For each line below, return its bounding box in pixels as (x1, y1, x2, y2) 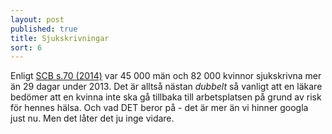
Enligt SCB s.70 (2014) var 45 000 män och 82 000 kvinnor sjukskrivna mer (10, 70, 322, 82)
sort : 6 (10, 42, 43, 53)
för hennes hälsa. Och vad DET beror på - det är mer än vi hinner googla (10, 102, 309, 114)
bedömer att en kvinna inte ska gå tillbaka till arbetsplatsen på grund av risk (10, 91, 322, 103)
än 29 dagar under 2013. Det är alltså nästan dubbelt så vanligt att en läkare (10, 81, 323, 93)
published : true (10, 24, 78, 34)
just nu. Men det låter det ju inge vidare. (10, 112, 175, 125)
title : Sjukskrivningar (10, 33, 110, 43)
